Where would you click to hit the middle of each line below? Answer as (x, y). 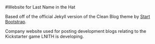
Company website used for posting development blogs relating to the (76, 31)
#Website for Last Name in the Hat (40, 7)
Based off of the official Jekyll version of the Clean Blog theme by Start (77, 16)
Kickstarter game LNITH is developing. (45, 36)
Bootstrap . (16, 22)
